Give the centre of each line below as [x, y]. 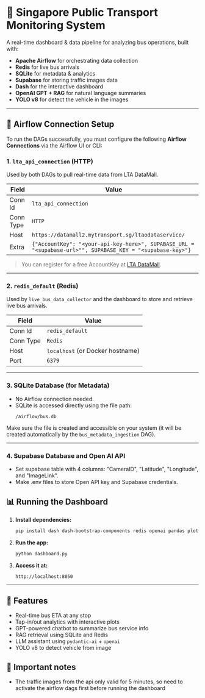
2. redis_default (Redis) [42, 286]
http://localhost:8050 [44, 576]
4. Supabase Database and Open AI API [66, 455]
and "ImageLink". [37, 475]
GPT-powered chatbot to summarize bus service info [82, 629]
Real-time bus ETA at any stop [53, 616]
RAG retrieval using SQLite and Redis [62, 635]
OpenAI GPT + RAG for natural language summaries [81, 93]
